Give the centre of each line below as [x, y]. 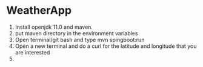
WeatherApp [39, 10]
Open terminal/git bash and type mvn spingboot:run [80, 39]
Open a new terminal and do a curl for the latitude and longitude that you [106, 46]
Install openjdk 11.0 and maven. [54, 27]
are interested [32, 52]
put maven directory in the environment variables [76, 33]
